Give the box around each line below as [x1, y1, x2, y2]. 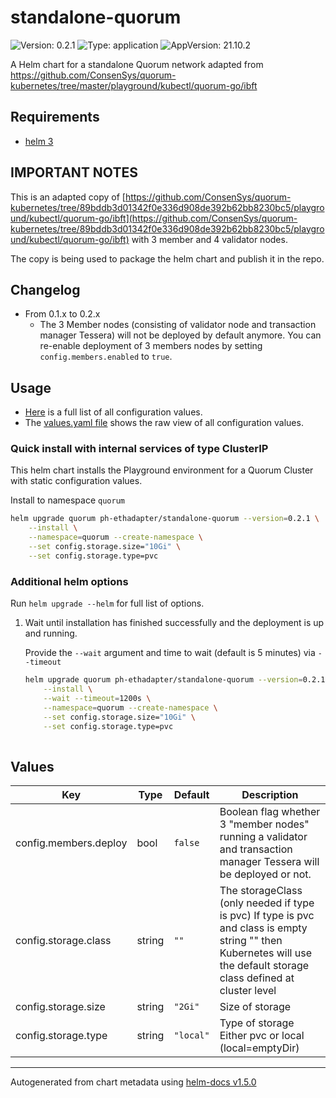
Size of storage [219, 1000, 292, 1014]
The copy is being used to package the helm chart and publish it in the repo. [10, 252, 325, 265]
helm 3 [24, 135, 54, 147]
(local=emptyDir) [219, 1041, 300, 1055]
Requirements [10, 109, 100, 126]
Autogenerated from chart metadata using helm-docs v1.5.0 [10, 1076, 257, 1088]
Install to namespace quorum [10, 494, 125, 506]
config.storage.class [15, 934, 112, 948]
